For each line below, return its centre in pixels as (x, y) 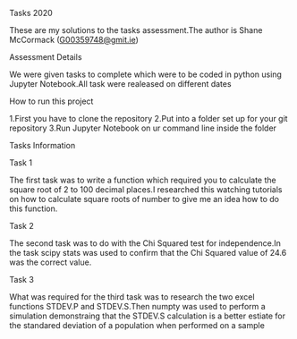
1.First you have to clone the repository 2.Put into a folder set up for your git (148, 119)
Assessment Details (46, 57)
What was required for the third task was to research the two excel (132, 297)
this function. (34, 208)
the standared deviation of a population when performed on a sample (137, 325)
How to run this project (51, 101)
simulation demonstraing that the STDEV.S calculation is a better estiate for (148, 316)
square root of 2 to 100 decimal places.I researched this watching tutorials (146, 190)
